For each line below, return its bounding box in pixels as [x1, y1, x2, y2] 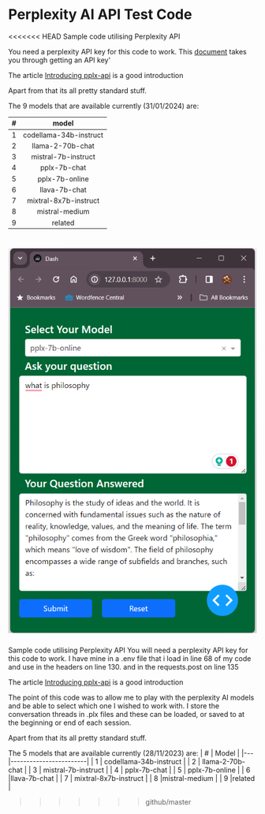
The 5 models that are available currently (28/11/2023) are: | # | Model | [8, 749, 241, 758]
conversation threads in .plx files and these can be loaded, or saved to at [8, 710, 245, 719]
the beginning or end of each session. [8, 718, 132, 727]
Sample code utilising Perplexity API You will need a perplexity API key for [8, 645, 248, 655]
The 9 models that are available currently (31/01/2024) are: [8, 101, 200, 110]
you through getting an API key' [8, 55, 111, 65]
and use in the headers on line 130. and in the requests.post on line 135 [8, 663, 239, 672]
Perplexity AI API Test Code [8, 6, 192, 24]
